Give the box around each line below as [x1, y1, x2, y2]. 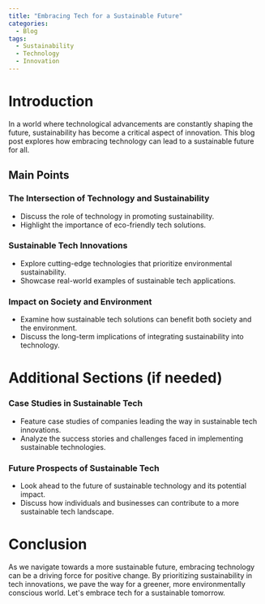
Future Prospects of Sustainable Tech [8, 462, 160, 473]
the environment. [19, 323, 78, 333]
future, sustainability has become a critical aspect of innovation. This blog [8, 127, 255, 137]
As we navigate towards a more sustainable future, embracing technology [8, 562, 255, 572]
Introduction [8, 93, 94, 110]
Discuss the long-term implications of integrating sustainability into [19, 332, 245, 342]
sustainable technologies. [19, 442, 106, 451]
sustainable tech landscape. [19, 507, 115, 516]
